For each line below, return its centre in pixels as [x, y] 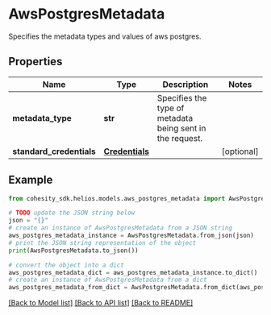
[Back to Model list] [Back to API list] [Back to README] [101, 303]
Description [186, 84]
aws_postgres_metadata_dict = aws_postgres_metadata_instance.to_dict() [133, 272]
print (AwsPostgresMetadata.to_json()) [73, 251]
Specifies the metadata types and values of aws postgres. [105, 36]
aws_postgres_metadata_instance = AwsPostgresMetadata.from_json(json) [131, 236]
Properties [35, 62]
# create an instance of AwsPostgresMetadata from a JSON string [120, 228]
